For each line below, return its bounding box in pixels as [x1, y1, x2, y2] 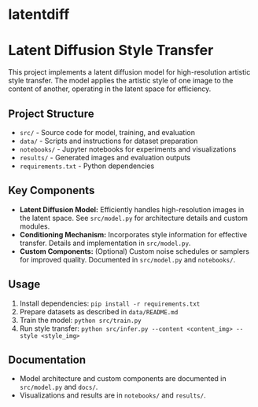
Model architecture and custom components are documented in [19, 374, 227, 383]
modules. [19, 222, 50, 231]
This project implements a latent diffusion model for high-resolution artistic [8, 68, 251, 77]
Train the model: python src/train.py [19, 315, 142, 324]
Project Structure [8, 107, 94, 120]
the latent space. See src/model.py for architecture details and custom [19, 213, 248, 222]
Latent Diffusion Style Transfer [8, 42, 214, 60]
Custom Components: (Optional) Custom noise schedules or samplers [19, 246, 250, 256]
